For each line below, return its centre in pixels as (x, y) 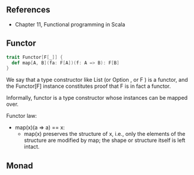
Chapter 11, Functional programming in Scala (70, 24)
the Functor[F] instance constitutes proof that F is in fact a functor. (89, 86)
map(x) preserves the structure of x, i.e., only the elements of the (105, 134)
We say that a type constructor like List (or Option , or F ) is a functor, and (97, 80)
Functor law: (22, 116)
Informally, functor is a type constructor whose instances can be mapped (97, 98)
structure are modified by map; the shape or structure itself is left (105, 140)
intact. (32, 147)
